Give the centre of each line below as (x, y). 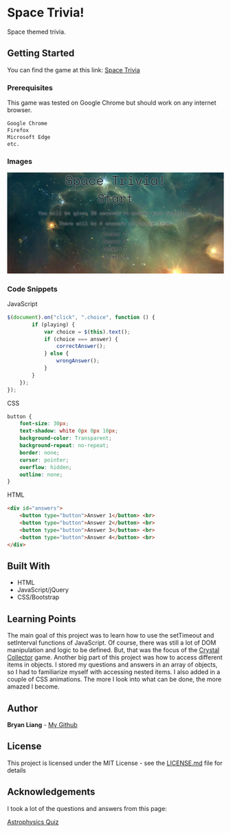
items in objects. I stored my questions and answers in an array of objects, (112, 664)
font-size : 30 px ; (44, 424)
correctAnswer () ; (81, 346)
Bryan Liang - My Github (42, 724)
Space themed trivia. (37, 32)
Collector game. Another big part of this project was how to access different (115, 658)
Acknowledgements (51, 792)
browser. (20, 110)
